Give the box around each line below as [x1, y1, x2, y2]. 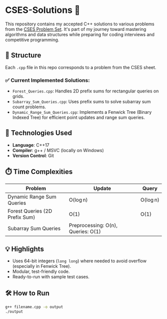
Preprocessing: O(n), [69, 222, 118, 229]
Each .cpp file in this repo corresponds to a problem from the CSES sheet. [5, 64, 157, 70]
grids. [12, 93, 25, 99]
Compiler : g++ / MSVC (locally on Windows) [12, 147, 104, 153]
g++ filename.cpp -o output [5, 305, 64, 310]
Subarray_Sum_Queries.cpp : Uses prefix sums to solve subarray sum [12, 99, 151, 105]
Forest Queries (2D [7, 207, 52, 214]
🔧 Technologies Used [5, 129, 72, 137]
